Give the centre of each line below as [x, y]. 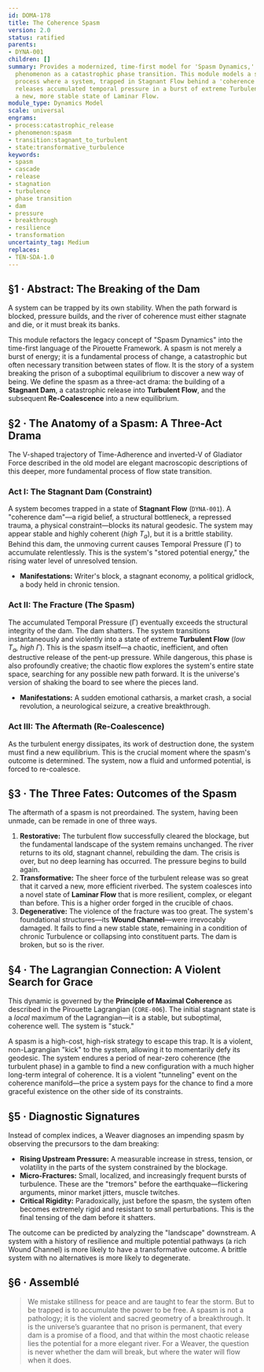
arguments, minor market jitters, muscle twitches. [100, 1192]
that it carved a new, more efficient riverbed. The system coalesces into [136, 886]
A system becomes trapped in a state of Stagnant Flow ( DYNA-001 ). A [120, 509]
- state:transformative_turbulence [66, 147]
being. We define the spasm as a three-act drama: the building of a [117, 382]
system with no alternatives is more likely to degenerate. [99, 1258]
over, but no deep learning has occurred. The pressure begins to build [133, 861]
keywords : [24, 154]
